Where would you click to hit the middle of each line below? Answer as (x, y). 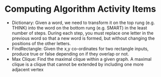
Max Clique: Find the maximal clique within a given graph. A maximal (81, 59)
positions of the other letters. (41, 43)
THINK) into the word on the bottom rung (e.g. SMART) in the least (80, 27)
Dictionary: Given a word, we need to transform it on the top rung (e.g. (83, 23)
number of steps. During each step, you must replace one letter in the (82, 33)
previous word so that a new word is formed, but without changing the (83, 38)
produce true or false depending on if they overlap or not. (70, 54)
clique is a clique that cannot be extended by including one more (78, 64)
